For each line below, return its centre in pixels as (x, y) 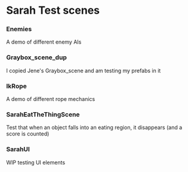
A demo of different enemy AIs (44, 42)
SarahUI (18, 149)
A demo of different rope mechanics (51, 99)
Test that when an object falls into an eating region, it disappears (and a (94, 128)
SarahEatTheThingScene (43, 114)
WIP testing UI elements (36, 162)
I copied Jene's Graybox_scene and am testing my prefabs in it (84, 70)
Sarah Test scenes (53, 10)
